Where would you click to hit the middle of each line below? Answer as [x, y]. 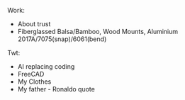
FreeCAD [31, 74]
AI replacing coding [46, 66]
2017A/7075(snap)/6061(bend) [62, 39]
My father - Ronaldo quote [56, 89]
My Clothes [34, 82]
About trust [34, 24]
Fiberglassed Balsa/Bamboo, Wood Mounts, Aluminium [98, 32]
